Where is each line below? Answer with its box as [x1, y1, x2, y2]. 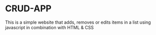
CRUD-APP [5, 3, 52, 14]
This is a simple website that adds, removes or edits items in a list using [5, 19, 151, 25]
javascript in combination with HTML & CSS [5, 24, 94, 30]
